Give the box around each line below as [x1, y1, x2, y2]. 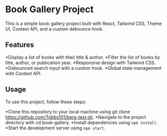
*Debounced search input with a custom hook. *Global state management [5, 65, 162, 71]
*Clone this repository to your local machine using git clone [5, 108, 131, 115]
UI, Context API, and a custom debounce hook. [5, 25, 104, 32]
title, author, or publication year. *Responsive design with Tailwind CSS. [5, 60, 156, 66]
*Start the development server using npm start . [5, 125, 105, 131]
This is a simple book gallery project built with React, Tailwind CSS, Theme [5, 20, 162, 26]
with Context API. [5, 70, 42, 76]
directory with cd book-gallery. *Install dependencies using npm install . [5, 119, 158, 125]
